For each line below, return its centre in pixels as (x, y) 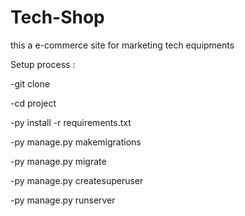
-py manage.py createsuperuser (77, 180)
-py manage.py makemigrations (76, 142)
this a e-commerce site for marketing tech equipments (122, 45)
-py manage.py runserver (63, 200)
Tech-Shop (57, 17)
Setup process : (43, 64)
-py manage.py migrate (58, 161)
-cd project (33, 103)
